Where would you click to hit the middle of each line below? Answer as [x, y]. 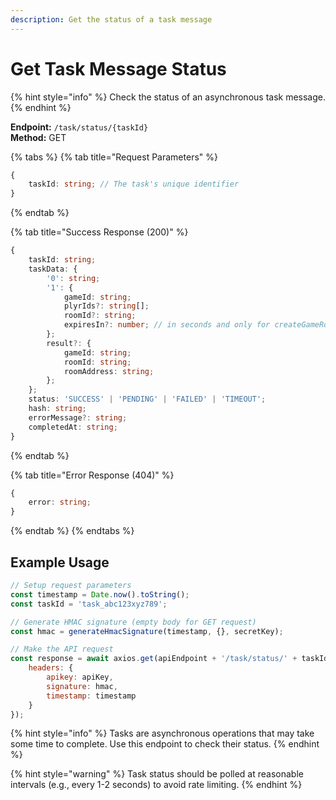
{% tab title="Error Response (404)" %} [92, 475]
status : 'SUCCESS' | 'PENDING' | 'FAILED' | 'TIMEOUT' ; [147, 399]
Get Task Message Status [118, 68]
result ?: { [69, 343]
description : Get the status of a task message [111, 19]
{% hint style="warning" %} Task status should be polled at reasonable [157, 774]
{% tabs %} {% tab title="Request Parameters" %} [114, 157]
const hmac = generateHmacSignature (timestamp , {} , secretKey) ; [147, 631]
